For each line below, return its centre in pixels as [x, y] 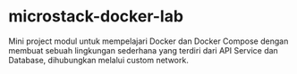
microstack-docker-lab [96, 16]
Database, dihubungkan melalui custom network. [98, 60]
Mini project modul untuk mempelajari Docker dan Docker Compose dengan [148, 41]
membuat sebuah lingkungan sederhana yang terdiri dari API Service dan [143, 50]
